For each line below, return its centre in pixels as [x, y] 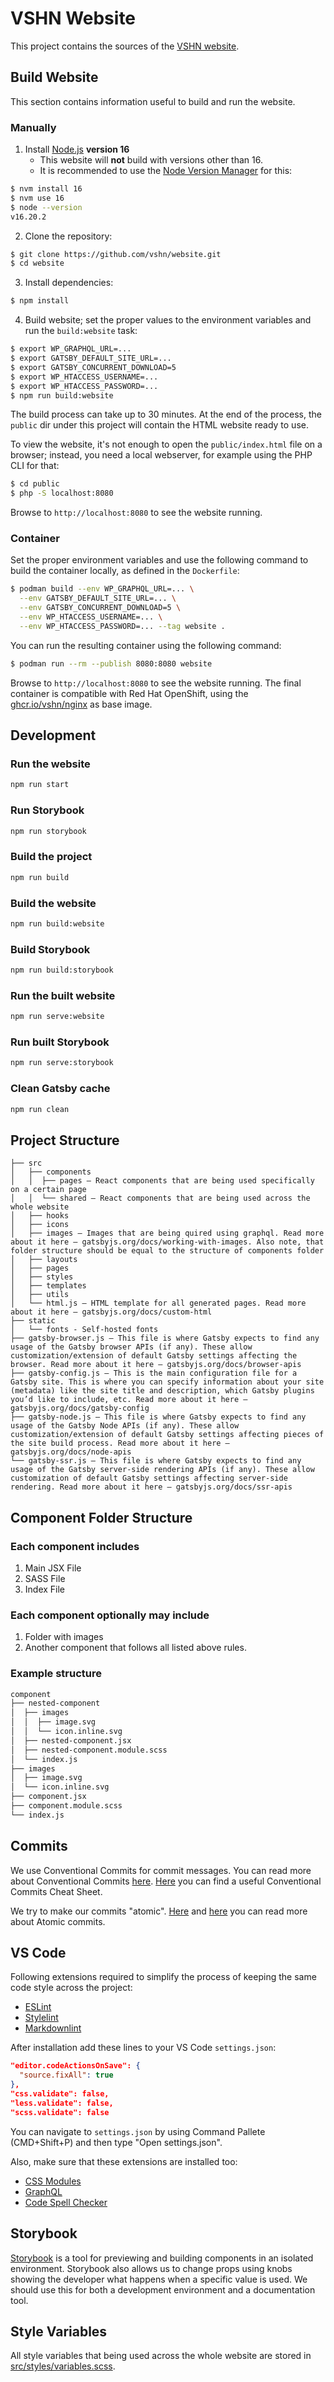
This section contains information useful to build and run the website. [153, 101]
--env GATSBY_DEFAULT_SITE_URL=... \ [98, 598]
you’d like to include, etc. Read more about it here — [129, 1400]
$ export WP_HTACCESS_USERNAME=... [84, 377]
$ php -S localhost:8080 [62, 493]
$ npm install [40, 301]
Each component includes [75, 1546]
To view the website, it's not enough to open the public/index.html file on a [166, 444]
